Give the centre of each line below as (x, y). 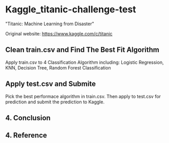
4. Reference (26, 136)
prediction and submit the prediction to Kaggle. (55, 102)
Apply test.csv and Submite (51, 84)
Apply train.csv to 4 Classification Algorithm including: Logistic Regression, (84, 62)
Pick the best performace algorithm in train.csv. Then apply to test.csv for (83, 96)
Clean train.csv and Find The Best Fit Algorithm (82, 50)
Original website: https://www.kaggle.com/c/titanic (59, 33)
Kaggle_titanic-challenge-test (71, 10)
